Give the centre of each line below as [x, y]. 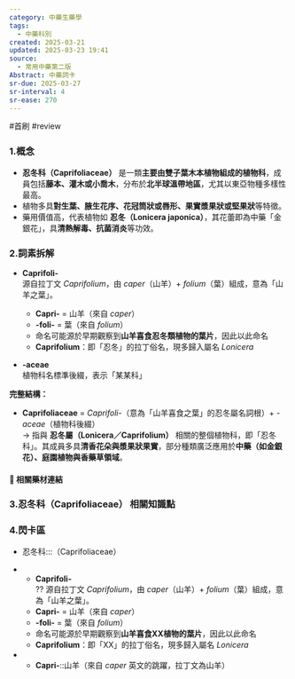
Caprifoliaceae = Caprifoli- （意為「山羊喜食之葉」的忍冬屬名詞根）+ [148, 413]
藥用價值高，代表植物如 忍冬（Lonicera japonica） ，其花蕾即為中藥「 [148, 217]
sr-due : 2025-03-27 [45, 83]
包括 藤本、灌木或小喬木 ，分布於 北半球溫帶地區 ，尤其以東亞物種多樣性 [158, 184]
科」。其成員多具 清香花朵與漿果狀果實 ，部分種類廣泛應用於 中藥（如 [144, 446]
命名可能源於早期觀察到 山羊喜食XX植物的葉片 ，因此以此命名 [146, 633]
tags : [19, 26]
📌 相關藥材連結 [36, 479]
